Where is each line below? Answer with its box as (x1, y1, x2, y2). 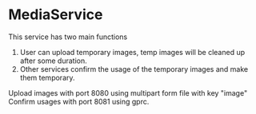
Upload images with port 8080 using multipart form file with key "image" (8, 88, 248, 97)
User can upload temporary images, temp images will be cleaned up (19, 47, 246, 57)
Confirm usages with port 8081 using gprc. (8, 96, 150, 106)
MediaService (8, 6, 103, 24)
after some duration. (19, 56, 87, 65)
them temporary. (19, 73, 75, 82)
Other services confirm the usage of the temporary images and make (19, 64, 249, 73)
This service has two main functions (8, 32, 128, 41)
